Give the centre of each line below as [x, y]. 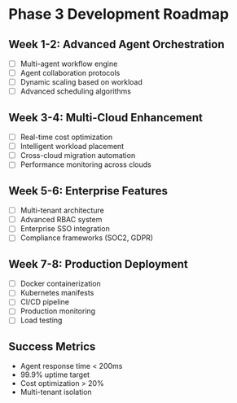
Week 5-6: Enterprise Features [88, 191]
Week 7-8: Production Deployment [99, 264]
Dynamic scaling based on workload [81, 82]
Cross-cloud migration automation [78, 156]
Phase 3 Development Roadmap [119, 14]
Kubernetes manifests [57, 293]
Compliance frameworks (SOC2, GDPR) [86, 238]
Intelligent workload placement [72, 147]
